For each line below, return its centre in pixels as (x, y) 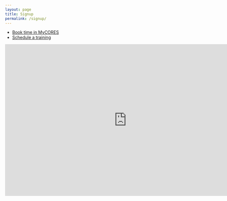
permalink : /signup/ (26, 18)
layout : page (18, 9)
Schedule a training (31, 37)
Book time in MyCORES (35, 33)
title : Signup (19, 14)
